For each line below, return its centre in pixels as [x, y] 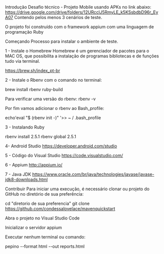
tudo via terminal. [23, 61]
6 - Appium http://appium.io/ [34, 165]
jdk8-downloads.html [26, 179]
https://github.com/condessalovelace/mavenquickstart [60, 209]
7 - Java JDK [18, 174]
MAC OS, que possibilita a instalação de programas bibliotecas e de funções [82, 56]
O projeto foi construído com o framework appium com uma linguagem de [80, 27]
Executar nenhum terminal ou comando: [45, 237]
